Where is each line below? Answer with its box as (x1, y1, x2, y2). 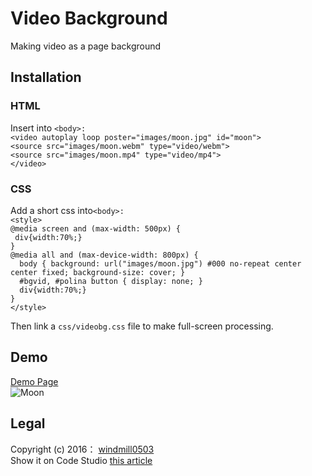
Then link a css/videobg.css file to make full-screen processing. (10, 320, 274, 332)
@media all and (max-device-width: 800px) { (10, 250, 199, 260)
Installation (10, 69, 82, 86)
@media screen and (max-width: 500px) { (10, 223, 182, 234)
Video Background (10, 7, 168, 30)
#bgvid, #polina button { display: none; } (19, 276, 203, 286)
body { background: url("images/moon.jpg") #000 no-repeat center (19, 258, 302, 269)
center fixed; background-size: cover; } (10, 267, 186, 277)
